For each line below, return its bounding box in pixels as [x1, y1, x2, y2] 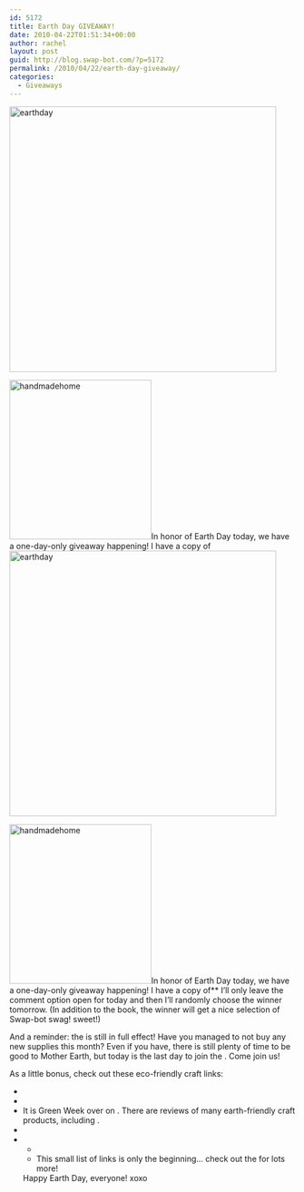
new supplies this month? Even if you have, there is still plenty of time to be [9, 1040, 291, 1051]
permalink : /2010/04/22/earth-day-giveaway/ [9, 64, 181, 74]
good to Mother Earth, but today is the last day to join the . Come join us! [9, 1050, 280, 1061]
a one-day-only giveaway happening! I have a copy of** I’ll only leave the [9, 984, 284, 995]
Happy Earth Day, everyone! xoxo [22, 1172, 148, 1183]
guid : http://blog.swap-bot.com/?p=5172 [9, 55, 165, 64]
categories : [9, 73, 54, 82]
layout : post [9, 47, 59, 56]
